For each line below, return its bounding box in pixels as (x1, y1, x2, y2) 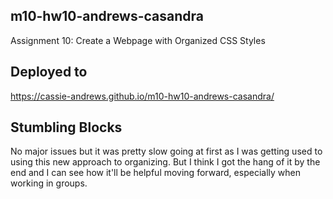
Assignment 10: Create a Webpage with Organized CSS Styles (10, 34, 266, 46)
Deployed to (10, 64, 88, 81)
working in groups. (10, 177, 88, 189)
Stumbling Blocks (10, 119, 123, 136)
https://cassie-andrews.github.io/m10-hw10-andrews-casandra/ (10, 90, 275, 102)
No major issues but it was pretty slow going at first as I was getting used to (10, 145, 323, 158)
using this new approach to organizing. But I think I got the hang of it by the (10, 156, 321, 168)
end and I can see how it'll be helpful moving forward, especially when (10, 167, 301, 179)
